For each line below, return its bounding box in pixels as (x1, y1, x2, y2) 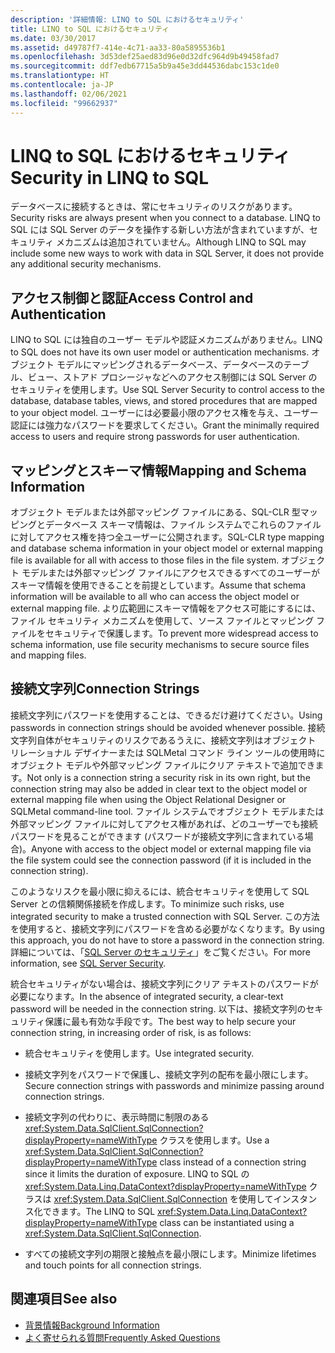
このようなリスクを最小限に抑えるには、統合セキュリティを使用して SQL (10, 885, 310, 897)
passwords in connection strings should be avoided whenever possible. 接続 (10, 721, 326, 733)
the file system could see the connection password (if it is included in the (10, 854, 312, 866)
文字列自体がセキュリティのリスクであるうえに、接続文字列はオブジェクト (10, 734, 317, 746)
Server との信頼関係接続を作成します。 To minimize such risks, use (10, 897, 285, 910)
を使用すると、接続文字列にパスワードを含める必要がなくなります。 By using (10, 922, 325, 935)
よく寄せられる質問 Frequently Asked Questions (24, 1331, 221, 1343)
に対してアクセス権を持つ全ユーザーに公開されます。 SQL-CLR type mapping (10, 531, 325, 543)
